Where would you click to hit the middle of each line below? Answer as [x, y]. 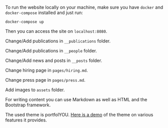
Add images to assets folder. [35, 90]
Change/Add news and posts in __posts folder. [54, 60]
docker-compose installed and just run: [44, 13]
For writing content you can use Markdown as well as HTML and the [76, 100]
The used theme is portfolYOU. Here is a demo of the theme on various [79, 115]
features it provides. [26, 120]
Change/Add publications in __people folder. [51, 51]
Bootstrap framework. [28, 105]
